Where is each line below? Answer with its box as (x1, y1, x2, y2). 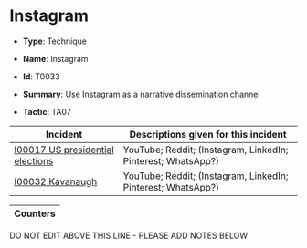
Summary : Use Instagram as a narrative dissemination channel (22, 88, 260, 99)
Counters (14, 207, 57, 220)
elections (14, 154, 54, 167)
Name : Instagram (22, 53, 89, 64)
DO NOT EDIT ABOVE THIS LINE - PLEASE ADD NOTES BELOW (9, 230, 249, 241)
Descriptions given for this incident (129, 128, 287, 140)
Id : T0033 (22, 70, 61, 82)
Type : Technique (22, 36, 87, 46)
